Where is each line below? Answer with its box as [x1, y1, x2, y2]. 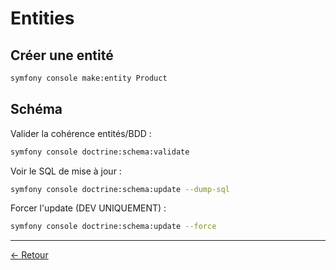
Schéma [10, 101, 63, 118]
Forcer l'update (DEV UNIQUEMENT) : [10, 202, 167, 214]
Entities [10, 7, 75, 30]
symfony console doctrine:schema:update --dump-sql [10, 184, 230, 194]
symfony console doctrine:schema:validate [10, 147, 190, 157]
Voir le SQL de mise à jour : [10, 165, 122, 177]
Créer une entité [10, 47, 114, 64]
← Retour [10, 249, 49, 261]
